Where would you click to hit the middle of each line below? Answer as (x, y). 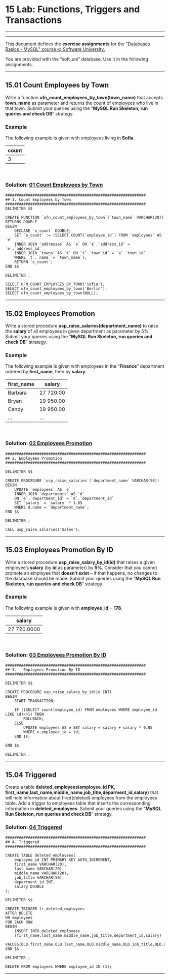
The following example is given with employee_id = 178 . (64, 608)
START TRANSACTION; (35, 701)
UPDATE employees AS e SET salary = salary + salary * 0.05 (88, 728)
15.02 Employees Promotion (50, 314)
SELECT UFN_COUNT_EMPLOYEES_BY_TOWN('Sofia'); (55, 284)
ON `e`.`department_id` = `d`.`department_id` (64, 498)
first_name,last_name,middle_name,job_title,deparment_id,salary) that (82, 792)
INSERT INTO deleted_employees (47, 931)
